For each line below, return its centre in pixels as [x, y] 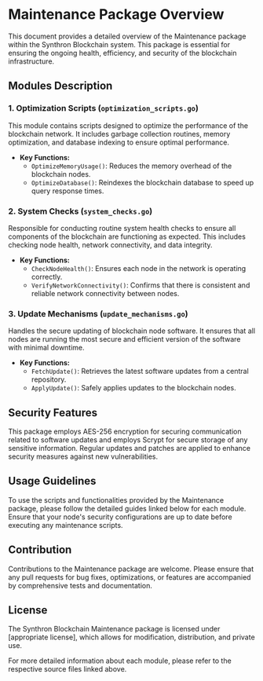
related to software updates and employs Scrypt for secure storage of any [128, 440]
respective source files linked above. [68, 669]
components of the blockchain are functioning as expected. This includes [127, 236]
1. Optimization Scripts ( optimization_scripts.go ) [103, 108]
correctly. [47, 276]
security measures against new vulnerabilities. [83, 456]
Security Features [53, 413]
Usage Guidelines [52, 481]
